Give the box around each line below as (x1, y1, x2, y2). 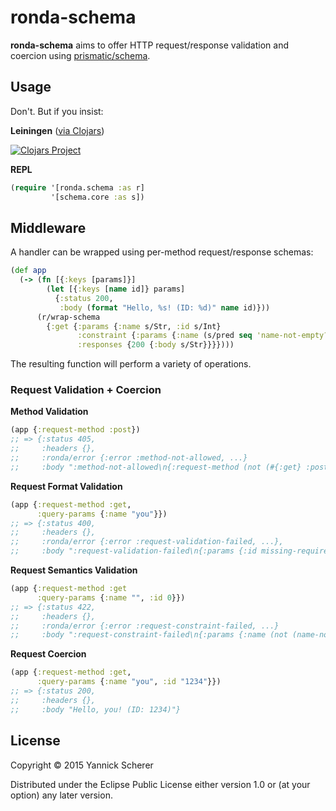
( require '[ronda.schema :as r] (10, 182, 145, 193)
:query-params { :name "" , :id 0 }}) (36, 592, 186, 603)
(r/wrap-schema (36, 312, 101, 322)
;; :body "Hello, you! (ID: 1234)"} (10, 704, 182, 715)
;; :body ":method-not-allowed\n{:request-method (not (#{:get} (10, 462, 302, 472)
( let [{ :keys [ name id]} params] (46, 284, 186, 295)
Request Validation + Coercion (10, 383, 162, 397)
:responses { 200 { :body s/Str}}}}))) (77, 340, 235, 350)
